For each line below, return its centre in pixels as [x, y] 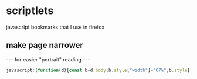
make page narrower [45, 45]
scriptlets [30, 11]
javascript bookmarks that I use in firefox [55, 27]
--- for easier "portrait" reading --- [48, 59]
